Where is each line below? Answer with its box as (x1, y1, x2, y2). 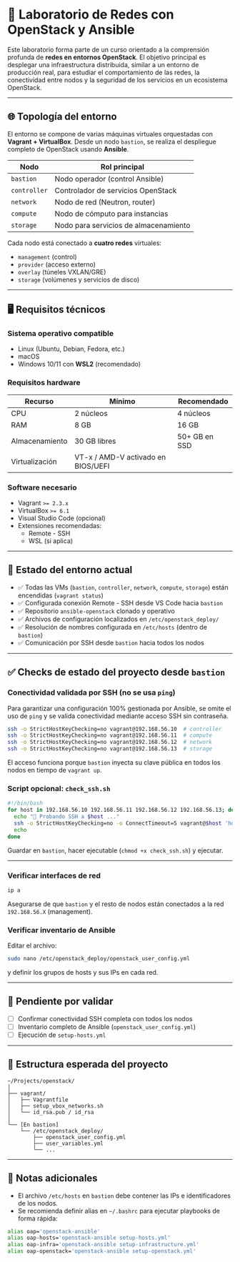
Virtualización (11, 457, 57, 467)
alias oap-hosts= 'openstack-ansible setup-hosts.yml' (7, 1234, 171, 1242)
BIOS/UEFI (74, 461, 110, 471)
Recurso (24, 396, 54, 406)
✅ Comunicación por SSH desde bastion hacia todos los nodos (17, 638, 205, 647)
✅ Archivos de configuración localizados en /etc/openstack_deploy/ (17, 615, 219, 623)
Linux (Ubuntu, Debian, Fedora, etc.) (17, 344, 125, 353)
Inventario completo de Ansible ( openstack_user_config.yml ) (17, 1022, 196, 1031)
